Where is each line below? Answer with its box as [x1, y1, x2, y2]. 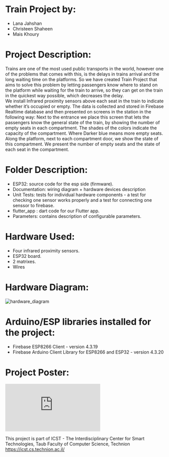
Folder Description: [5, 164, 88, 176]
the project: [5, 327, 55, 338]
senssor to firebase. [12, 202, 55, 208]
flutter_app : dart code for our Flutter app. [12, 208, 100, 214]
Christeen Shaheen [12, 25, 53, 31]
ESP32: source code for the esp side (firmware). [12, 181, 114, 187]
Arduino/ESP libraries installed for [5, 316, 151, 327]
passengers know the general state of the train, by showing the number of [5, 119, 160, 125]
